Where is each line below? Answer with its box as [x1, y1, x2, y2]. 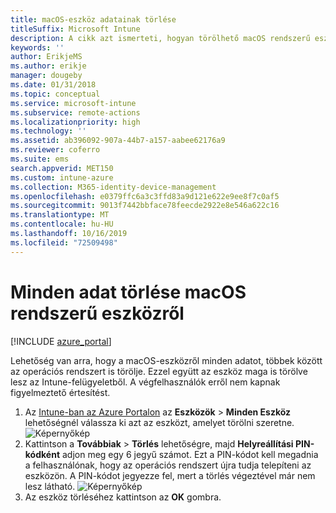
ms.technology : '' [10, 126, 87, 136]
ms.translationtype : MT [10, 210, 110, 220]
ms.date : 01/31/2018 [10, 80, 97, 90]
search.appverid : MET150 [10, 163, 114, 173]
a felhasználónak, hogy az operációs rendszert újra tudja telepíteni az [24, 459, 312, 471]
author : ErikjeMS [10, 52, 83, 62]
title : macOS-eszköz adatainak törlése [10, 14, 177, 25]
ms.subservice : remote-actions [10, 107, 141, 118]
